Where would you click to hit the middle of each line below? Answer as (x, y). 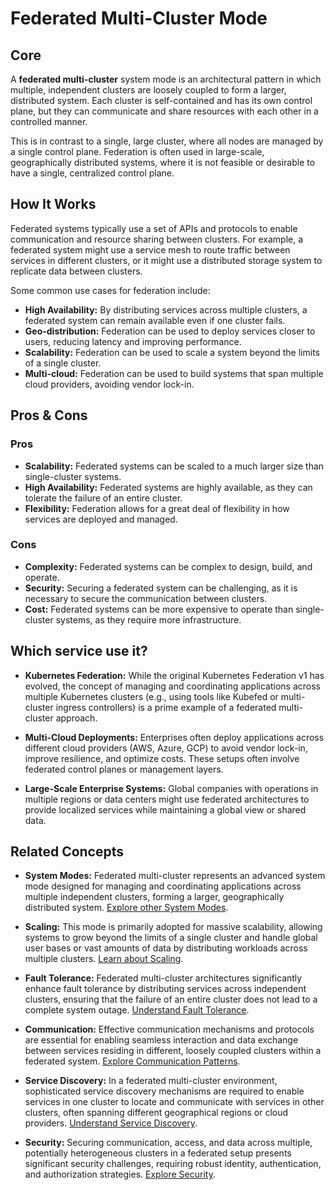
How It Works (53, 204)
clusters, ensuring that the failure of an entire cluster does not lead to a (171, 999)
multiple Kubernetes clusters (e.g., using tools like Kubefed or (151, 696)
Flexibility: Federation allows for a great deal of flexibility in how (157, 508)
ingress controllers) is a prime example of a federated (166, 707)
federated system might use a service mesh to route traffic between (150, 249)
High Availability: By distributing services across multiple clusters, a (166, 309)
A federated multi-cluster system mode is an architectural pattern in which (166, 79)
